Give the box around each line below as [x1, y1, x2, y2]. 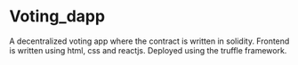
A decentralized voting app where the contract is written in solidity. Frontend [9, 36, 290, 46]
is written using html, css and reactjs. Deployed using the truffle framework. [9, 45, 287, 55]
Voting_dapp [9, 6, 105, 27]
